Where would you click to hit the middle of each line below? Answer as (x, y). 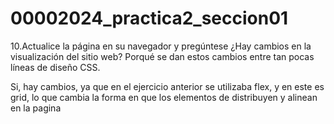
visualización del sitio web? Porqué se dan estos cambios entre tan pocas (162, 56)
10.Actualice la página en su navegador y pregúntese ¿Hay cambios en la (161, 46)
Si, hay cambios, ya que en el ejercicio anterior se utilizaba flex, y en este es (167, 86)
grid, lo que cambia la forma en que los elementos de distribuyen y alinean (164, 97)
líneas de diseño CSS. (55, 67)
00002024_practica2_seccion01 (149, 18)
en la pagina (36, 108)
